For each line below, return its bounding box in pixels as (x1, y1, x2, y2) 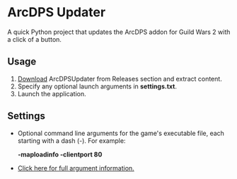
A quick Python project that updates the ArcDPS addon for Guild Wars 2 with (7, 28, 231, 36)
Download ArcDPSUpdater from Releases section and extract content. (17, 74, 223, 83)
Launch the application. (17, 89, 86, 98)
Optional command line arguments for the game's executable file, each (17, 129, 225, 137)
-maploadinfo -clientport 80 (17, 150, 103, 158)
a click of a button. (7, 35, 62, 43)
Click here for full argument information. (17, 163, 134, 172)
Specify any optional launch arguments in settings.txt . (17, 82, 178, 91)
